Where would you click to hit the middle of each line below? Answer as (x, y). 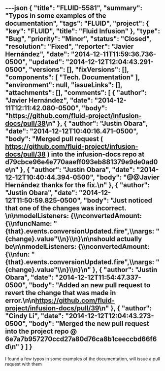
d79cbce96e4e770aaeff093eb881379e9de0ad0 (82, 162)
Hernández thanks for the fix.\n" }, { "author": (78, 185)
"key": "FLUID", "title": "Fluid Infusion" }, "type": (82, 31)
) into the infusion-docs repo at (96, 154)
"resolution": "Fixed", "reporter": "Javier (69, 47)
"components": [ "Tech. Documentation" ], (73, 78)
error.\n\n (20, 301)
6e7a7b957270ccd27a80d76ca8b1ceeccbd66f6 (81, 339)
